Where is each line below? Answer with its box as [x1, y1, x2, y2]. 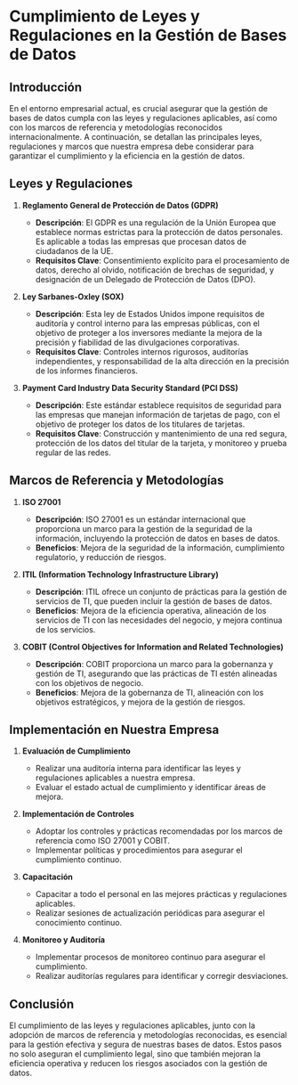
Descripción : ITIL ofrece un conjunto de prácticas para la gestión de [35, 586, 287, 597]
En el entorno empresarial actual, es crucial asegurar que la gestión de [9, 103, 269, 113]
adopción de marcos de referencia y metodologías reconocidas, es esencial [9, 1030, 287, 1040]
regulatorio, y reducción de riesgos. [35, 551, 167, 562]
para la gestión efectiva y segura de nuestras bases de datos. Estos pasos [9, 1040, 282, 1050]
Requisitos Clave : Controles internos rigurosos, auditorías [35, 346, 249, 357]
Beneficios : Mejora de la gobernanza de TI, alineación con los [35, 687, 264, 697]
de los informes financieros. [35, 365, 138, 376]
